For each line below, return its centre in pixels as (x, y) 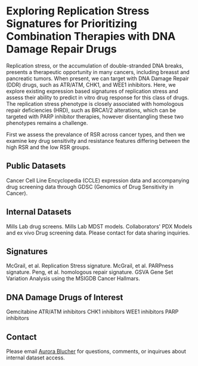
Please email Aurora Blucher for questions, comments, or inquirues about (96, 351)
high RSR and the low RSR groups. (48, 147)
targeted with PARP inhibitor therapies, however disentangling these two (95, 116)
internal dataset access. (36, 358)
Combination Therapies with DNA (91, 36)
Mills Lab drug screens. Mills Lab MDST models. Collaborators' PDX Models (99, 226)
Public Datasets (36, 166)
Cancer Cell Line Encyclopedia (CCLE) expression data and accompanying (98, 180)
